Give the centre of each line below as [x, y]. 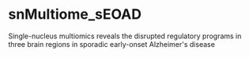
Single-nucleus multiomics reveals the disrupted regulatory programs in [125, 36]
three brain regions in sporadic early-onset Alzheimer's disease [112, 44]
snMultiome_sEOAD [75, 14]
